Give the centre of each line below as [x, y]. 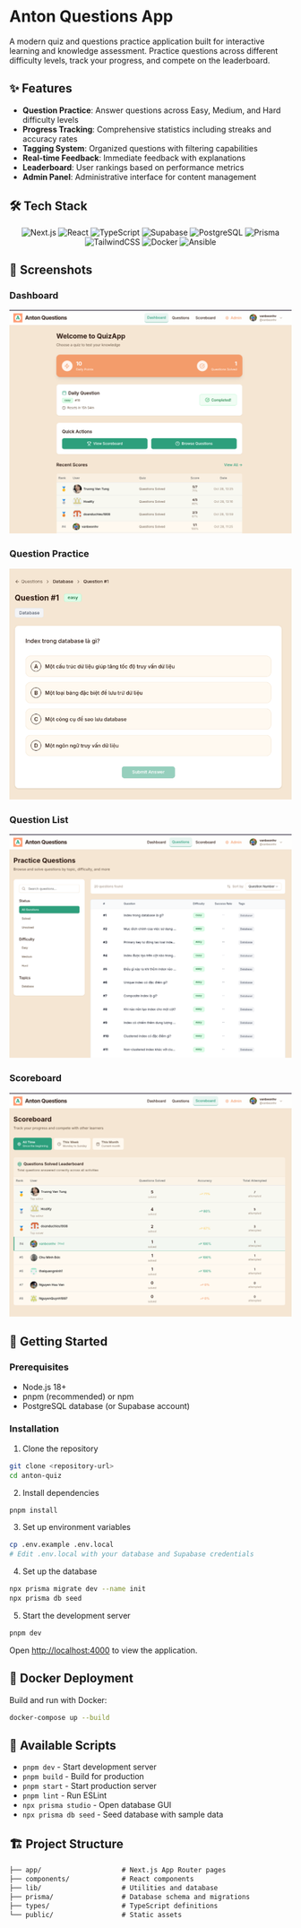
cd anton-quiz [36, 1475]
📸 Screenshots [51, 269]
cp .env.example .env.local [62, 1545]
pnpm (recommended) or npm [78, 1396]
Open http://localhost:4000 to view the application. [103, 1650]
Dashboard [34, 295]
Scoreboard [35, 1078]
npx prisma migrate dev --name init [77, 1589]
